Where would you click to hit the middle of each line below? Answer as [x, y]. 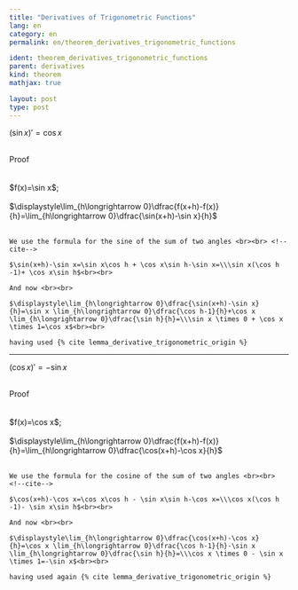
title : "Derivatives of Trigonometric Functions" [103, 17]
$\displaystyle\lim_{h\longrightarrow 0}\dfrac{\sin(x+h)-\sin [129, 303]
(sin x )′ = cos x [35, 132]
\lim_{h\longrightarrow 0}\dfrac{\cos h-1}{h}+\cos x [154, 311]
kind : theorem [35, 75]
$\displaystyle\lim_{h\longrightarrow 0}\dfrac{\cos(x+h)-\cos [129, 538]
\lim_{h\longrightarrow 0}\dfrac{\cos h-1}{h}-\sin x [154, 546]
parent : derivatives [47, 67]
